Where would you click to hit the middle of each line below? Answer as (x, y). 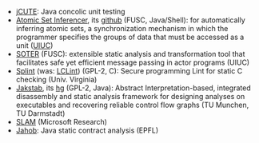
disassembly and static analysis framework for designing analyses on (130, 96)
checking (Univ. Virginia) (56, 79)
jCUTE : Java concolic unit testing (70, 12)
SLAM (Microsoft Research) (62, 122)
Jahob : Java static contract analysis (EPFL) (87, 130)
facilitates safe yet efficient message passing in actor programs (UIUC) (133, 62)
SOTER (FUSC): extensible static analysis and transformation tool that (130, 54)
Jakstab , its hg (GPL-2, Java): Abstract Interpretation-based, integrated (133, 88)
